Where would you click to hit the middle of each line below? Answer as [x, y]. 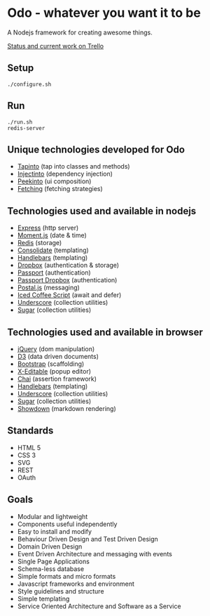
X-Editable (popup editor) [54, 371]
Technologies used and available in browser [105, 332]
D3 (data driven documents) [58, 356]
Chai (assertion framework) [57, 379]
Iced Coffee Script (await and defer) [69, 295]
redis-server [26, 128]
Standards [30, 431]
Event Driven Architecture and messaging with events [95, 553]
